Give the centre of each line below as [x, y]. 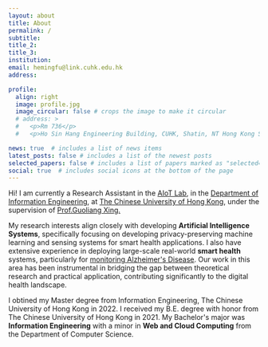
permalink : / [30, 30]
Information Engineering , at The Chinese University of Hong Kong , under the [134, 202]
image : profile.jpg [48, 104]
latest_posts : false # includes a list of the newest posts [110, 156]
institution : [30, 61]
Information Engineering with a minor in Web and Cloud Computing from [130, 326]
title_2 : [23, 45]
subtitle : [25, 38]
